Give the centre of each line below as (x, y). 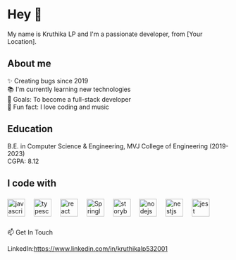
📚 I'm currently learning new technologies (69, 89)
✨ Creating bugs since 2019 (48, 81)
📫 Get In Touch (30, 232)
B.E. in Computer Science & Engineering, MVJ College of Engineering (108, 146)
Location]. (22, 41)
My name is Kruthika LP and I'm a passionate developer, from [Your (105, 34)
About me (29, 64)
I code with (32, 183)
